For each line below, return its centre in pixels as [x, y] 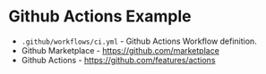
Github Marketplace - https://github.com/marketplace [120, 50]
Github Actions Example [100, 16]
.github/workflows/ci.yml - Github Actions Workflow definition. [139, 41]
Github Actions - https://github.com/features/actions [118, 60]
